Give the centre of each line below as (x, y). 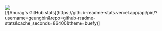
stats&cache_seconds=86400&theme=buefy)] (53, 23)
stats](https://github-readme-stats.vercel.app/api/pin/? (101, 13)
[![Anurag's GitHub (24, 13)
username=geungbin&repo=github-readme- (50, 18)
